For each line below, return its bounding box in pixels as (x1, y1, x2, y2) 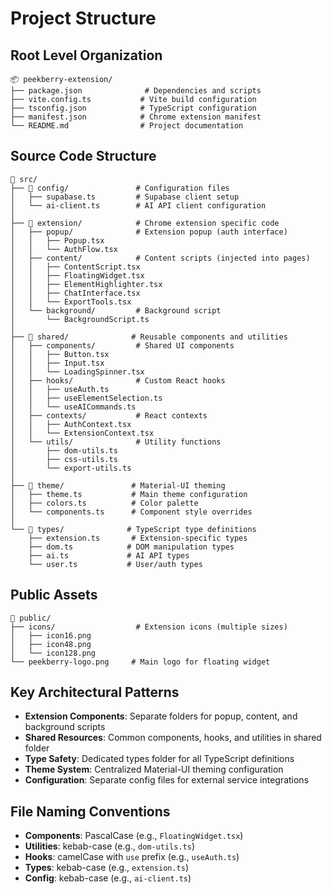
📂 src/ (10, 174, 38, 184)
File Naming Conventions (10, 803, 171, 820)
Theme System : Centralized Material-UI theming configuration (24, 763, 284, 776)
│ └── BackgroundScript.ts (10, 314, 150, 324)
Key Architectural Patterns (10, 684, 180, 701)
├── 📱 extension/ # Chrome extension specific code (10, 218, 280, 228)
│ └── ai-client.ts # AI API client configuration (10, 200, 267, 211)
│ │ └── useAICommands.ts (10, 402, 137, 412)
